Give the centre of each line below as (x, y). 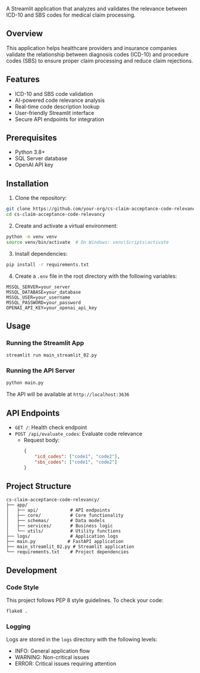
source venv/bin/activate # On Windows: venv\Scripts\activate (87, 242)
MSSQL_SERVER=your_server (38, 287)
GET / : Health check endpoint (51, 427)
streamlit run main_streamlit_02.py (51, 355)
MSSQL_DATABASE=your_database (44, 292)
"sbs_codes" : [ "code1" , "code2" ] (76, 462)
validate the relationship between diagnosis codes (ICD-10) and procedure (97, 54)
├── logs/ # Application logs (62, 536)
